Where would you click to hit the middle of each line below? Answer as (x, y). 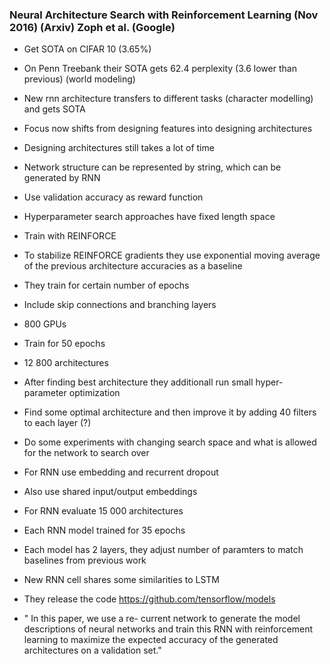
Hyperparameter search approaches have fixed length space (149, 217)
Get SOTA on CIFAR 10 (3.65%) (87, 49)
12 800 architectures (66, 363)
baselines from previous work (85, 560)
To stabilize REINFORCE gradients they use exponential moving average (172, 255)
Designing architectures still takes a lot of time (119, 148)
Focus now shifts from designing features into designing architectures (168, 129)
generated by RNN (62, 178)
